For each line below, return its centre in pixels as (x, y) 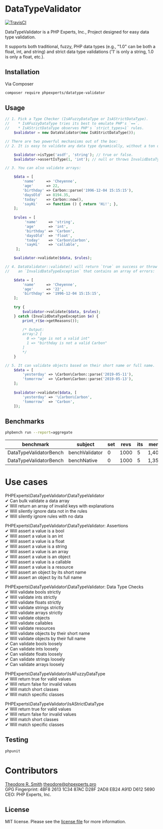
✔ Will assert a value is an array (37, 552)
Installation (22, 72)
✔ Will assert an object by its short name (46, 572)
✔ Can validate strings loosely (35, 659)
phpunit (13, 751)
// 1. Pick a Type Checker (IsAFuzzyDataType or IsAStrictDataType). (77, 119)
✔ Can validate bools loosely (34, 644)
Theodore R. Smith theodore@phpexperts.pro (51, 784)
